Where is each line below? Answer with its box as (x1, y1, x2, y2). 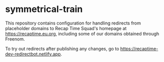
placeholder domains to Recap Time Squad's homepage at (5, 25, 127, 31)
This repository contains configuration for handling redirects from (5, 20, 141, 26)
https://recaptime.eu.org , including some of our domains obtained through (5, 30, 159, 36)
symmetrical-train (5, 3, 83, 15)
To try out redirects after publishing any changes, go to (5, 45, 119, 51)
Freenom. (5, 36, 25, 42)
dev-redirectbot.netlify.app (5, 51, 61, 57)
